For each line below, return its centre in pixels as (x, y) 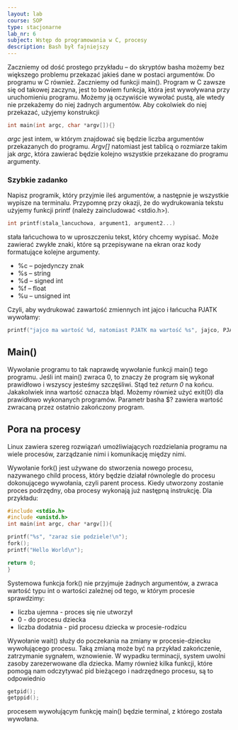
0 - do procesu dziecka (52, 619)
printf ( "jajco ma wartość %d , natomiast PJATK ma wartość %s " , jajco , (114, 331)
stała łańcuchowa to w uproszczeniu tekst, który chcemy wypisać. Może (113, 237)
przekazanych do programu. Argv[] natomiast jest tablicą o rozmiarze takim (118, 146)
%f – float (32, 289)
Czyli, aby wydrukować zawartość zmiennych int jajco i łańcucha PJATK (112, 310)
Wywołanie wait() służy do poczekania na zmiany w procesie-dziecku (109, 641)
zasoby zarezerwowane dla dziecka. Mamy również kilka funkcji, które (110, 663)
